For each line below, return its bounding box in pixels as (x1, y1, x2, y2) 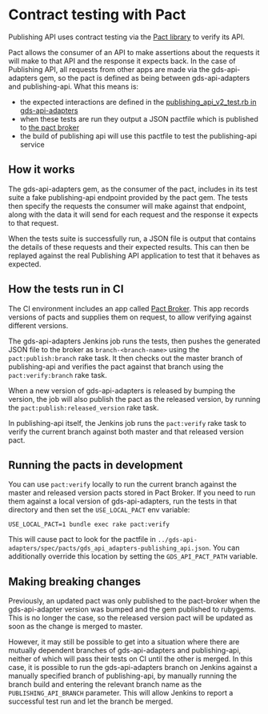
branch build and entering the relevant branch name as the (8, 680, 202, 689)
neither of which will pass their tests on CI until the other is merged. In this (8, 654, 254, 664)
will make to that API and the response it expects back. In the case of (8, 56, 236, 66)
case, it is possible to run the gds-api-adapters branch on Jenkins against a (8, 663, 258, 672)
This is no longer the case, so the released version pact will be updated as (8, 613, 254, 623)
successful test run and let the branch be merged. (8, 696, 174, 706)
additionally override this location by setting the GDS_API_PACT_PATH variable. (8, 552, 258, 561)
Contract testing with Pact (8, 6, 186, 24)
